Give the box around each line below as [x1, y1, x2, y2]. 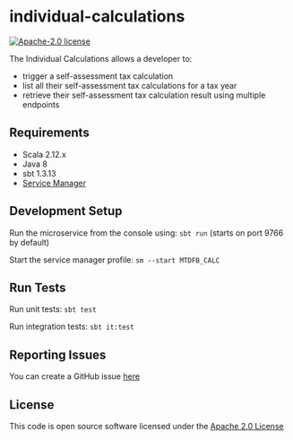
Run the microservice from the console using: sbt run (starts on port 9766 [9, 227, 284, 238]
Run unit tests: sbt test [9, 304, 97, 315]
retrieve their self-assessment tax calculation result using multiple [22, 90, 266, 100]
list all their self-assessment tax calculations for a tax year [22, 80, 237, 91]
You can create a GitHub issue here [9, 371, 141, 382]
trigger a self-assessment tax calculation [22, 70, 174, 82]
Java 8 [22, 159, 47, 169]
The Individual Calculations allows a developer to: [9, 53, 193, 64]
